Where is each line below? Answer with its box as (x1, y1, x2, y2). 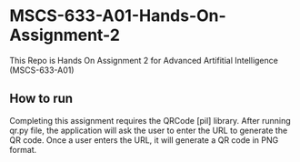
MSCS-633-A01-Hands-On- (9, 5, 227, 26)
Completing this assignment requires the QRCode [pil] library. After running (9, 115, 291, 126)
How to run (9, 91, 74, 106)
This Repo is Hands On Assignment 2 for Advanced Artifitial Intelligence (9, 55, 279, 66)
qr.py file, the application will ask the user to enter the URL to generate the (9, 125, 288, 136)
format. (9, 144, 37, 155)
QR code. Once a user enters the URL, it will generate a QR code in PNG (9, 134, 279, 146)
